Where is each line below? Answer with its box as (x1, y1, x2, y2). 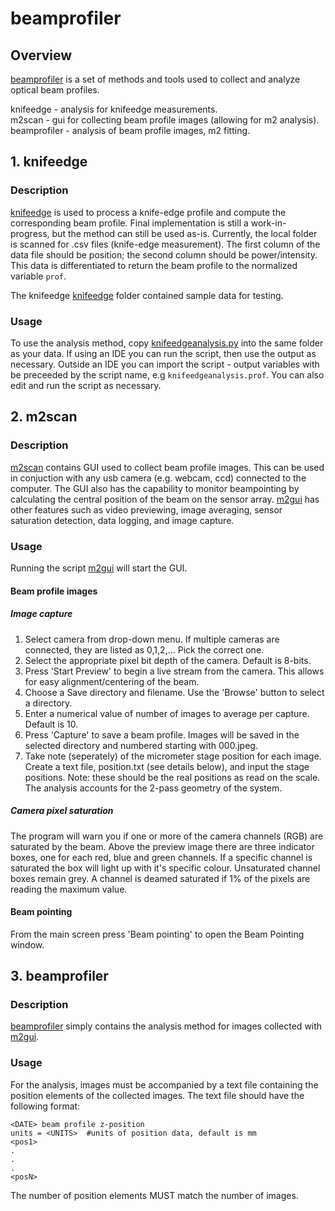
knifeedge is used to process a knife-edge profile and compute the (10, 206, 287, 218)
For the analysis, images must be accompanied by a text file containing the (10, 1078, 319, 1091)
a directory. (24, 697, 73, 709)
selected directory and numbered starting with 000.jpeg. (24, 739, 258, 751)
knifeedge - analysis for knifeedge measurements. (10, 103, 218, 115)
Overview (10, 47, 73, 64)
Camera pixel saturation (10, 805, 114, 817)
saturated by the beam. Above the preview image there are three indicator (10, 840, 315, 852)
